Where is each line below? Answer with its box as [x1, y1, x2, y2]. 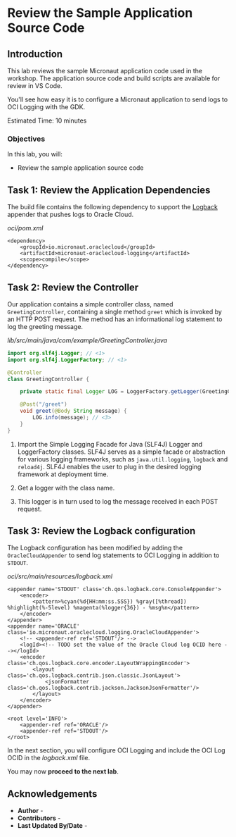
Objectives [7, 134, 46, 144]
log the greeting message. [7, 322, 83, 330]
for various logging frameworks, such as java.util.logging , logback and [17, 454, 228, 463]
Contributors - [17, 814, 61, 822]
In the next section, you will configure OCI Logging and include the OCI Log [7, 746, 226, 755]
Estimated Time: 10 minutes [7, 116, 87, 125]
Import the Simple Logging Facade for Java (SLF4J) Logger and [17, 440, 203, 448]
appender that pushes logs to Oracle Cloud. [7, 210, 134, 219]
